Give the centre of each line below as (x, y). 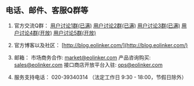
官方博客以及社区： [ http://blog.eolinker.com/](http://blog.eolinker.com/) (101, 45)
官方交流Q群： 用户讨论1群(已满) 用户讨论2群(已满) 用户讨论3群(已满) (97, 26)
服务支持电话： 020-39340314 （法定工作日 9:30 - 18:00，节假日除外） (100, 77)
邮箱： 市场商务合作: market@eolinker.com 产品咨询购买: (82, 58)
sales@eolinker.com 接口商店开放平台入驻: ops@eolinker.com (88, 64)
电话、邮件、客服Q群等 (47, 10)
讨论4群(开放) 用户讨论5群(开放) (58, 33)
